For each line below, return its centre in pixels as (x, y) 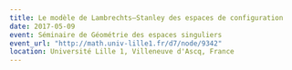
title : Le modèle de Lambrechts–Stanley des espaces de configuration (146, 18)
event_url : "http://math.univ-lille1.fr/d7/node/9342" (116, 43)
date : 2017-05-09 (42, 26)
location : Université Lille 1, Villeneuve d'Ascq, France (122, 52)
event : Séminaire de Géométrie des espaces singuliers (116, 35)
